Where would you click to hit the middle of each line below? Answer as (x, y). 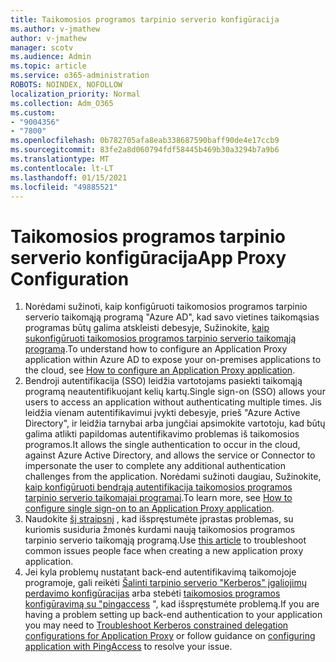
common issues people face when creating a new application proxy (164, 551)
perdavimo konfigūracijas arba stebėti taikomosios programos (152, 593)
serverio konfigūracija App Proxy (148, 257)
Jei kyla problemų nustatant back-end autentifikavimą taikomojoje (160, 572)
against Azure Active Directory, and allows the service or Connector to (170, 455)
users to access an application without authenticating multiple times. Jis (173, 402)
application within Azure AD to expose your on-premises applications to (173, 360)
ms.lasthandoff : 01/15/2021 (69, 177)
